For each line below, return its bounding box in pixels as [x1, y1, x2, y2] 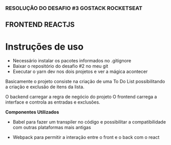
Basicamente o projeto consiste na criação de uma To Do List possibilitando [5, 79, 165, 85]
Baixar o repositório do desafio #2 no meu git [12, 63, 109, 69]
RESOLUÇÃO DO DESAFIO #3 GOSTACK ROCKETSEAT [5, 5, 142, 12]
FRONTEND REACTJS [5, 20, 75, 29]
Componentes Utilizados [5, 109, 59, 115]
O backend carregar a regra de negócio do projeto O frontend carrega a [5, 94, 157, 100]
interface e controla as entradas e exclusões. [5, 99, 101, 105]
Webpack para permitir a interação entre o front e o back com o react [12, 134, 160, 140]
